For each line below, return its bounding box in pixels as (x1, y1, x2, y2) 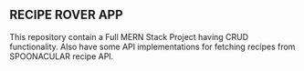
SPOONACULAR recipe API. (9, 50, 114, 62)
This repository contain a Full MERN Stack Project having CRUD (9, 31, 249, 42)
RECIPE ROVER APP (9, 7, 123, 23)
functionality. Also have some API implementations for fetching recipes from (9, 41, 296, 52)
